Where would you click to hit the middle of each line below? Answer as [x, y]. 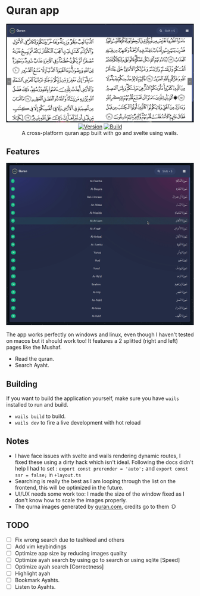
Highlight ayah [32, 573]
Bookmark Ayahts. [37, 580]
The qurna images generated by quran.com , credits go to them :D [95, 506]
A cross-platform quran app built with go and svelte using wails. [100, 133]
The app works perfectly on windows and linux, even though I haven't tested [100, 334]
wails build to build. [40, 416]
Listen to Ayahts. [35, 587]
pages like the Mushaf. [34, 348]
